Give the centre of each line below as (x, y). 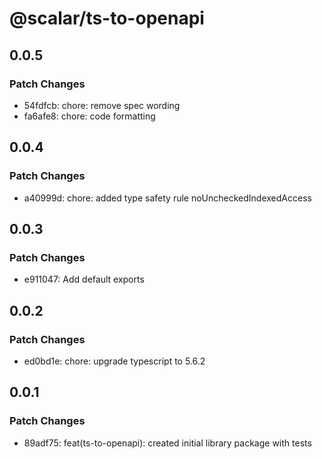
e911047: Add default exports (84, 279)
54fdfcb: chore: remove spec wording (102, 105)
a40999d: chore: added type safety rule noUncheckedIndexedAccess (167, 198)
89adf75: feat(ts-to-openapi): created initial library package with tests (167, 443)
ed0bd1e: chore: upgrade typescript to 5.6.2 (114, 361)
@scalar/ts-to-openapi (107, 18)
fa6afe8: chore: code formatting (89, 116)
